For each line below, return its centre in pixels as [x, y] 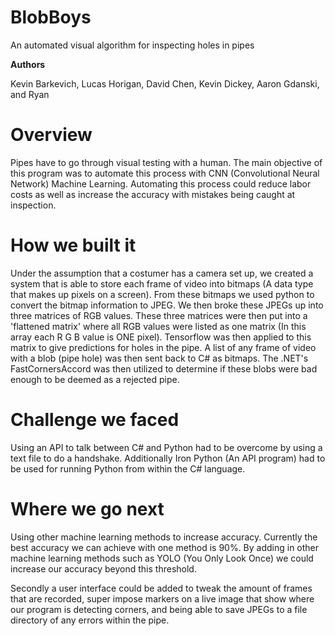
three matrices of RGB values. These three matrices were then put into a [159, 315]
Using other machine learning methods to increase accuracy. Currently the [164, 537]
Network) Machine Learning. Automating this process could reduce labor [161, 183]
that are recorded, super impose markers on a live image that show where [162, 598]
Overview [51, 135]
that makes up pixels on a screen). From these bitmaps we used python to [162, 294]
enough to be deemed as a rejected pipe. [95, 379]
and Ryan [30, 94]
